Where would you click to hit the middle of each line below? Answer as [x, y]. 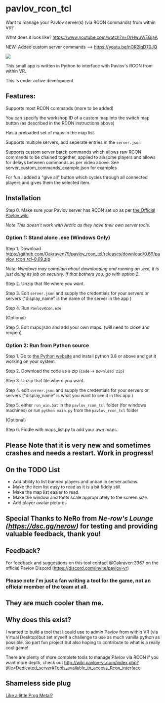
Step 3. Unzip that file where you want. [45, 381]
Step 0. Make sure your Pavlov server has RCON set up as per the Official [81, 210]
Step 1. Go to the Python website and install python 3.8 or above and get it [81, 356]
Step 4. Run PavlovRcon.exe [34, 308]
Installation [23, 198]
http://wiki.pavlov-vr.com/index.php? [102, 662]
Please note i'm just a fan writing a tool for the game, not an [78, 581]
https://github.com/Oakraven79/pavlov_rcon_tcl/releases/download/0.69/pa [83, 254]
